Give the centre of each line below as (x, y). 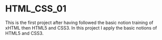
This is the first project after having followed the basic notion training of (79, 22)
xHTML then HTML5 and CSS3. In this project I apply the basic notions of (81, 27)
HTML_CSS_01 (36, 9)
